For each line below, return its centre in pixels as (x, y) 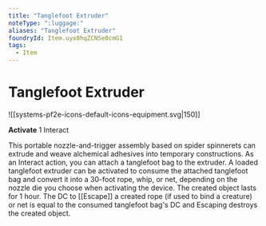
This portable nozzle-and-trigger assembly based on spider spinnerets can (132, 145)
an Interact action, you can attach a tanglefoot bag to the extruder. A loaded (133, 162)
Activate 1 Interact (39, 129)
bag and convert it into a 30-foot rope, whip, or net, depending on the (123, 179)
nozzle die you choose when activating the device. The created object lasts (133, 188)
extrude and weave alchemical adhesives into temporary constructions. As (131, 153)
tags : (17, 46)
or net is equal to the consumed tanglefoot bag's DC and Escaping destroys (133, 204)
